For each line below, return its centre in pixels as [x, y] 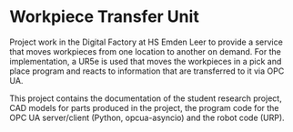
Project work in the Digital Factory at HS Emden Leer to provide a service [146, 42]
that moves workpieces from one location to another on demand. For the [146, 51]
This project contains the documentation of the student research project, [146, 98]
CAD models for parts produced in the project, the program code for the [144, 107]
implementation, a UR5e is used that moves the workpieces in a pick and [146, 61]
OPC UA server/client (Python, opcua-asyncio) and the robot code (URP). [147, 117]
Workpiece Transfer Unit [105, 17]
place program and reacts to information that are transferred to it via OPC [147, 71]
